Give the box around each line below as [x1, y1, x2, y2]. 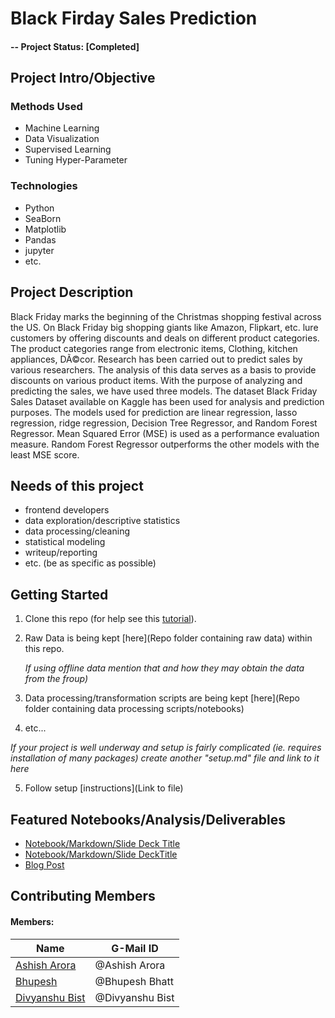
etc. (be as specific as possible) [24, 557, 157, 569]
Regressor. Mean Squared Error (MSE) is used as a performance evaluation [10, 427, 320, 439]
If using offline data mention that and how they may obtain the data [24, 662, 305, 674]
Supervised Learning [24, 143, 112, 156]
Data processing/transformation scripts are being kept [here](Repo [24, 692, 300, 704]
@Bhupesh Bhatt [94, 974, 175, 988]
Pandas [24, 233, 57, 246]
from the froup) [24, 673, 89, 685]
